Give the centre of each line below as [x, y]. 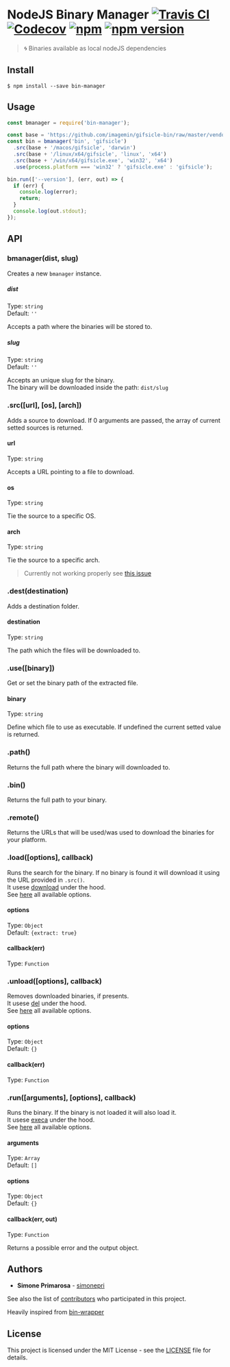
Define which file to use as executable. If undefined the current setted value [114, 727]
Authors [25, 1269]
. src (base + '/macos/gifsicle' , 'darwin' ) [75, 148]
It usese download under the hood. [56, 887]
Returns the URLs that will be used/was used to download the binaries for [111, 833]
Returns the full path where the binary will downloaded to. [89, 767]
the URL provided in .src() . [46, 880]
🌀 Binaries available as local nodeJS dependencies [95, 48]
